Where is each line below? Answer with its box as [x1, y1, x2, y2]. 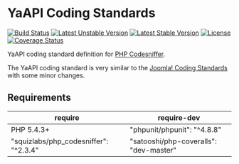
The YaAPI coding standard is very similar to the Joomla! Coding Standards [7, 63, 228, 72]
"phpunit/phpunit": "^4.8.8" [129, 124, 222, 134]
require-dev [157, 112, 201, 122]
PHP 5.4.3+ [11, 124, 50, 134]
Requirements [7, 92, 71, 104]
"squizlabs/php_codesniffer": [11, 136, 109, 146]
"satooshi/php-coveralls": [129, 136, 217, 146]
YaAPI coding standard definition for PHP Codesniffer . [7, 50, 166, 58]
